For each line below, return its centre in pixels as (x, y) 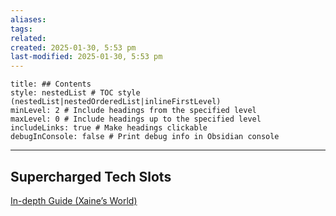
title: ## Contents (51, 84)
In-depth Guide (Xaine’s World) (74, 200)
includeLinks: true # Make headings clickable (109, 128)
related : (28, 38)
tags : (21, 29)
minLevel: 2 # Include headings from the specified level (133, 111)
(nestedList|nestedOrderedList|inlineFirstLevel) (116, 102)
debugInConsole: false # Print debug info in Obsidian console (145, 137)
